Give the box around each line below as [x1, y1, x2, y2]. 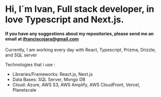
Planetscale [12, 87, 36, 93]
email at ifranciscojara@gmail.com [5, 36, 79, 42]
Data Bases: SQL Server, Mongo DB [12, 77, 85, 83]
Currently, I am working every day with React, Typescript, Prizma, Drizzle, [5, 47, 157, 53]
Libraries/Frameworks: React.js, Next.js [12, 71, 93, 77]
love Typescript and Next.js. [5, 14, 124, 25]
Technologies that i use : [5, 62, 56, 68]
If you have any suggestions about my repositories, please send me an [5, 31, 154, 37]
